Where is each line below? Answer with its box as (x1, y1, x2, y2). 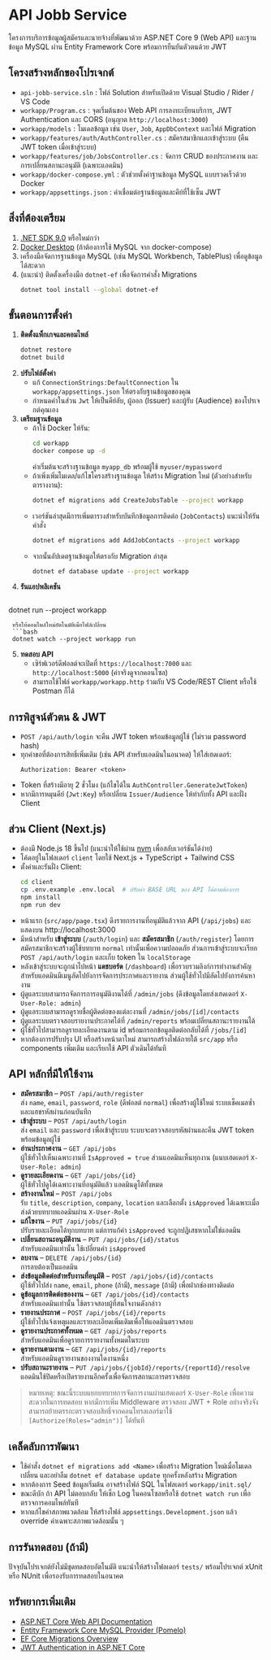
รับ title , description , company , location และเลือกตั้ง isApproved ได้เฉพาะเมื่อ (19, 1198, 260, 1208)
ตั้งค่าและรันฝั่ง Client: (19, 862, 83, 871)
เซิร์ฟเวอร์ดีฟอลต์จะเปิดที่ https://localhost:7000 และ (32, 659, 192, 669)
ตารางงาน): (32, 480, 63, 490)
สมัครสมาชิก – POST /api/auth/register (19, 1088, 144, 1099)
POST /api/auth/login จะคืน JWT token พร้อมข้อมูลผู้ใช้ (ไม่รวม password (19, 732, 247, 742)
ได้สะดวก (19, 260, 45, 270)
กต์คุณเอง (32, 405, 59, 414)
